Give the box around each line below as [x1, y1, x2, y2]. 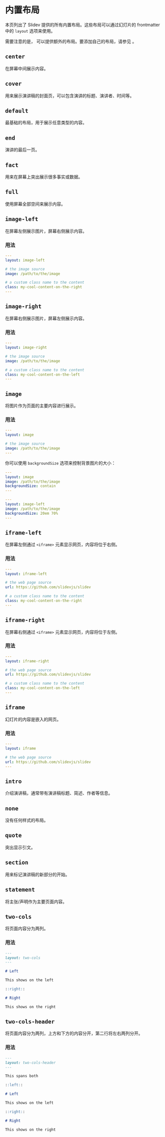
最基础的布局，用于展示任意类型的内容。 [5, 119, 87, 126]
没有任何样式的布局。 [5, 817, 48, 823]
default [5, 107, 28, 114]
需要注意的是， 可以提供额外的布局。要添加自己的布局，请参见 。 [5, 38, 137, 44]
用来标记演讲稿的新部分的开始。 [5, 872, 70, 877]
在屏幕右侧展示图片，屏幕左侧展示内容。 [5, 315, 87, 321]
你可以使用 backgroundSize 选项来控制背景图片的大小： [5, 460, 116, 466]
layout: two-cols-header [5, 1060, 56, 1065]
